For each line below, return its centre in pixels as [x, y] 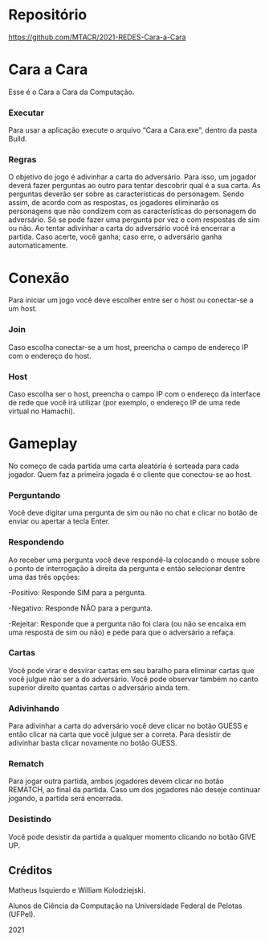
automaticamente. [38, 245]
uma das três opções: [44, 577]
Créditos [31, 871]
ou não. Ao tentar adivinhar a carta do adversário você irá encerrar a [122, 228]
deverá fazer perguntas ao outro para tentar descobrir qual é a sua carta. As [134, 186]
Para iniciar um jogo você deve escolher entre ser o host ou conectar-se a [131, 300]
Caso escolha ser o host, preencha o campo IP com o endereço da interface [134, 394]
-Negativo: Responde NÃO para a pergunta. [81, 608]
